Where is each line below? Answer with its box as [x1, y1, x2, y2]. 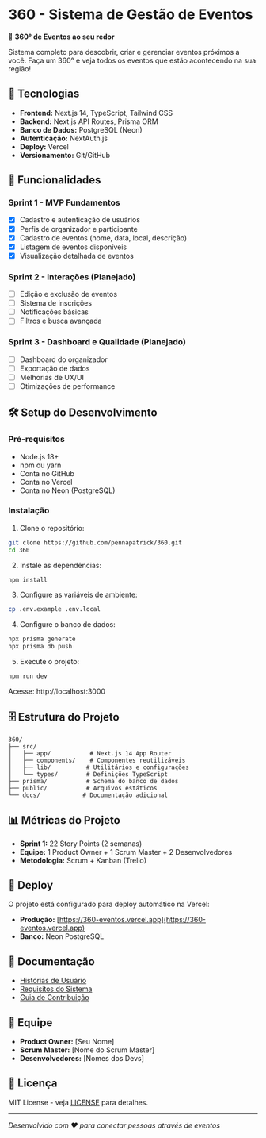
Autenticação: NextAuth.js [19, 133, 108, 143]
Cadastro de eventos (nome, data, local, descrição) [19, 233, 188, 243]
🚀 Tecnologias [8, 87, 80, 101]
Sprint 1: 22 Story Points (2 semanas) [19, 839, 142, 848]
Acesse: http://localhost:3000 [8, 686, 105, 696]
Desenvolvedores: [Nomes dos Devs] [19, 1054, 145, 1063]
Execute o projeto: [19, 657, 80, 667]
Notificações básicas [19, 307, 89, 317]
